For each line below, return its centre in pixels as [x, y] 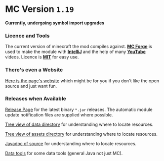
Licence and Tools [27, 36]
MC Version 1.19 [40, 9]
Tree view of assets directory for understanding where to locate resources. [82, 134]
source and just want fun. [31, 86]
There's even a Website [34, 70]
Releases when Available [36, 99]
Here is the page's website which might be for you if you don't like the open [82, 81]
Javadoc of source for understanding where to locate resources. [71, 143]
